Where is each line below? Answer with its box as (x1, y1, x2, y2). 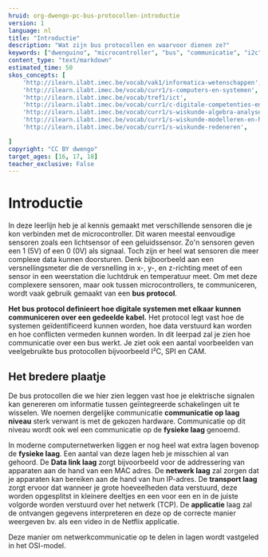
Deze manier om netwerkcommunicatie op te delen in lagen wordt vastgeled (8, 532, 259, 542)
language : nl (8, 26, 52, 34)
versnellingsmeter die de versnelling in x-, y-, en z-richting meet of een (8, 263, 242, 273)
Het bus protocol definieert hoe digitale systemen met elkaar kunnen (8, 304, 242, 314)
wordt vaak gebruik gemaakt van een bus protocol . (8, 288, 178, 298)
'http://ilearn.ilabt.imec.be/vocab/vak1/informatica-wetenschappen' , (22, 78, 262, 86)
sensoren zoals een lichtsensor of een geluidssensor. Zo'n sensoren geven (8, 237, 255, 248)
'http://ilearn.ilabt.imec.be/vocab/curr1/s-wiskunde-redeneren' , (22, 123, 248, 131)
